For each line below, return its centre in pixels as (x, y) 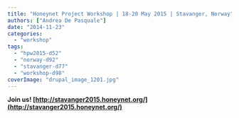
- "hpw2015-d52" (38, 54)
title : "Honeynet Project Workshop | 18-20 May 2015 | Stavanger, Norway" (121, 14)
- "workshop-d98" (39, 73)
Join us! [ (21, 100)
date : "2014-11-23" (36, 27)
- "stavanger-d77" (41, 66)
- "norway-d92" (36, 60)
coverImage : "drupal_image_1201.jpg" (63, 79)
